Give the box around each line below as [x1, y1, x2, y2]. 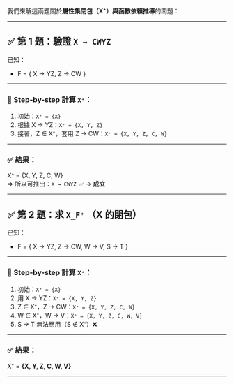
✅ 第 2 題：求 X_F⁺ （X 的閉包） [7, 209, 142, 221]
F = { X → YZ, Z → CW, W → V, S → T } [17, 242, 129, 251]
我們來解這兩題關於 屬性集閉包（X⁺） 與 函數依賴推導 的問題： [7, 7, 180, 15]
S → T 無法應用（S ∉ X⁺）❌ [17, 320, 97, 328]
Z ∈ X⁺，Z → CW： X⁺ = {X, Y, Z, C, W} [17, 302, 136, 311]
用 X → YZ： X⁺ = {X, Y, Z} [17, 293, 97, 302]
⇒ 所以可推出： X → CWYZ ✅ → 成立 [7, 179, 106, 188]
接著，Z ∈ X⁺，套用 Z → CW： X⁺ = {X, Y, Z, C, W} [17, 129, 168, 138]
